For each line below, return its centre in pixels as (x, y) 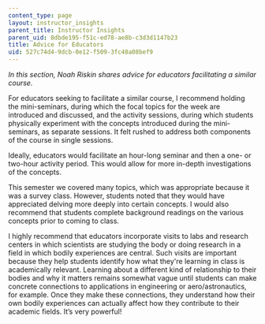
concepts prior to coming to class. (64, 221)
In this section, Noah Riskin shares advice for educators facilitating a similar (132, 74)
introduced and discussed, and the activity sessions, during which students (131, 115)
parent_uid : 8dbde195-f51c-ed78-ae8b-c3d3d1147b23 (93, 37)
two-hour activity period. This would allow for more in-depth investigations (130, 164)
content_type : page (40, 15)
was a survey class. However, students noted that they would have (116, 196)
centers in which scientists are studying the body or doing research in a (125, 244)
